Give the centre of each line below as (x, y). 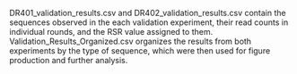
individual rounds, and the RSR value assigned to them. (111, 32)
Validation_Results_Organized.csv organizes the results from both (131, 41)
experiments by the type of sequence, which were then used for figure (140, 51)
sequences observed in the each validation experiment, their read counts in (149, 22)
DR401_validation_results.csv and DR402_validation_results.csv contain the (148, 13)
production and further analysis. (69, 60)
